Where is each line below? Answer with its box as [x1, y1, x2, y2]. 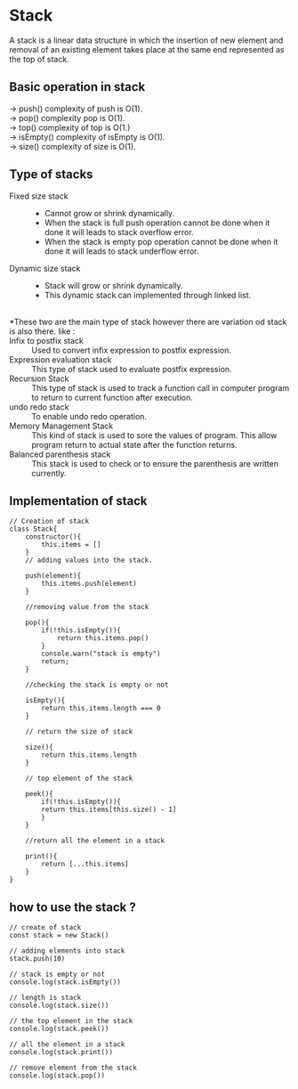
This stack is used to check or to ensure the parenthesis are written [31, 458, 278, 468]
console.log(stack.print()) [9, 1048, 114, 1057]
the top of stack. [9, 53, 69, 64]
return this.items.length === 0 [41, 704, 162, 713]
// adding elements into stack [9, 947, 125, 955]
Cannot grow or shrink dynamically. [44, 207, 175, 218]
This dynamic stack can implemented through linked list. [44, 289, 252, 300]
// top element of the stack [25, 774, 133, 784]
